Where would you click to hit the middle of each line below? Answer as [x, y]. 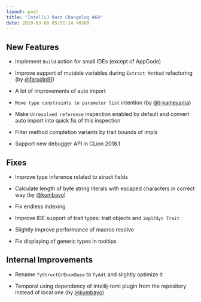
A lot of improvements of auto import [60, 91]
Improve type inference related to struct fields [71, 177]
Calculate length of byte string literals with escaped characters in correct [105, 188]
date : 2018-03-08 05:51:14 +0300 [48, 23]
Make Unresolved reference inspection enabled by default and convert [102, 114]
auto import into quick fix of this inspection [68, 121]
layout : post [22, 12]
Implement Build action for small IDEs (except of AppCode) [88, 62]
